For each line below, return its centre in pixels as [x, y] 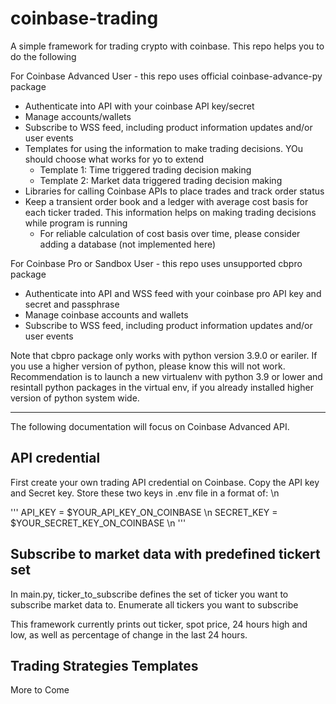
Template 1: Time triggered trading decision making [145, 169]
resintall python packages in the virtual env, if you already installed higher [162, 387]
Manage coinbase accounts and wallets [106, 314]
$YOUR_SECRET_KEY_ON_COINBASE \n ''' [98, 523]
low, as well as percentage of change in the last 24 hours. [129, 634]
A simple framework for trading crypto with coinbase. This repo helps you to [167, 46]
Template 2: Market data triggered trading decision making [161, 180]
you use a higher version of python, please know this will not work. [148, 366]
